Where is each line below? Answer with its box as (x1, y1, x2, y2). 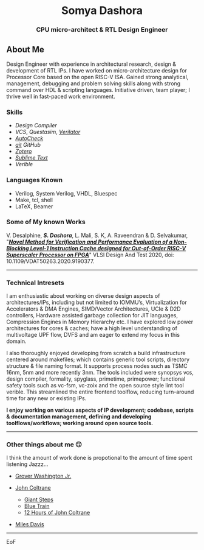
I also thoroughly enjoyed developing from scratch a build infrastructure (6, 350, 186, 357)
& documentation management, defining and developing (6, 413, 152, 420)
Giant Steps (24, 496, 53, 503)
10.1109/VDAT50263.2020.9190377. (6, 257, 95, 265)
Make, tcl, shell (15, 196, 53, 203)
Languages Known (6, 176, 63, 185)
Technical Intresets (6, 278, 65, 287)
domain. (6, 337, 27, 345)
